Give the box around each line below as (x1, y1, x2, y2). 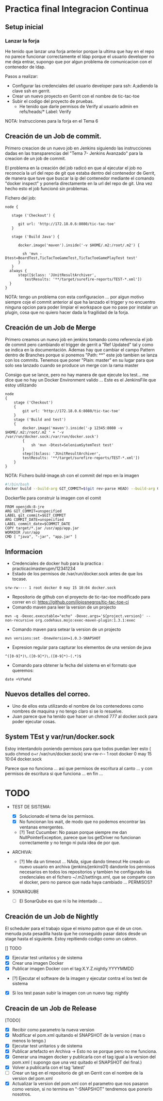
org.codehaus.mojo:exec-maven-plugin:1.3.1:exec (35, 618, 136, 623)
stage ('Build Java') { (11, 234, 60, 239)
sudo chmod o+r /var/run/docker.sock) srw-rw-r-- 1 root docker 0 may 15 (5, 751, 152, 756)
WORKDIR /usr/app (5, 530, 40, 535)
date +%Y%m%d (5, 677, 32, 682)
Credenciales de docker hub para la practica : (12, 561, 104, 567)
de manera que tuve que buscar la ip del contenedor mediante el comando (5, 175, 154, 181)
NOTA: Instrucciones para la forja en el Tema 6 (5, 118, 98, 124)
